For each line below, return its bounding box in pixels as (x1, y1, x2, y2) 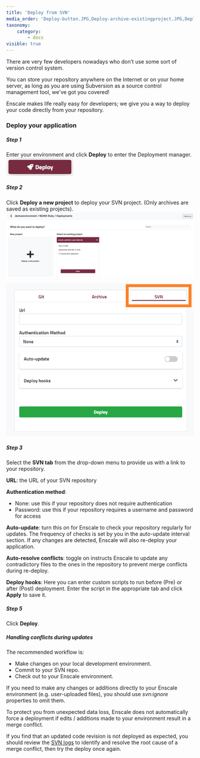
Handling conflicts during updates (6, 634, 93, 641)
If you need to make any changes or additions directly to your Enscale (6, 684, 177, 691)
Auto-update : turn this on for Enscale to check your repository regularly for (6, 524, 192, 531)
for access (14, 512, 41, 520)
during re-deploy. (6, 567, 49, 574)
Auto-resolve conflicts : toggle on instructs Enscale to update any (6, 555, 168, 562)
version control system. (6, 64, 64, 71)
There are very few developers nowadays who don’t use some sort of (6, 58, 177, 65)
